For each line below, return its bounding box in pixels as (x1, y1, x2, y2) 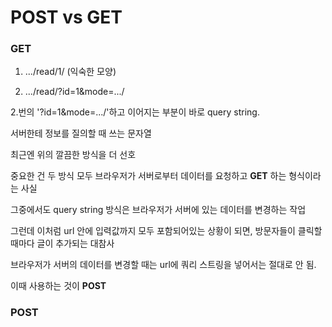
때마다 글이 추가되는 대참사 (10, 237, 115, 250)
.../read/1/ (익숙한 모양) (24, 66, 117, 78)
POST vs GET (10, 6, 123, 29)
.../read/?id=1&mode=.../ (24, 86, 125, 98)
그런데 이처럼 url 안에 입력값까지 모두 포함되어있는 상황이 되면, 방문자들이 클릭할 (10, 225, 323, 237)
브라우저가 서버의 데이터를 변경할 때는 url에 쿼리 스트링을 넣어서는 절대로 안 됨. (10, 259, 317, 271)
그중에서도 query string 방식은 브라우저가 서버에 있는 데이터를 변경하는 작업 (10, 204, 307, 216)
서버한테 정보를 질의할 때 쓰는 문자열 (10, 127, 152, 140)
